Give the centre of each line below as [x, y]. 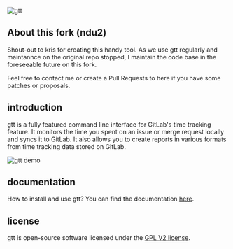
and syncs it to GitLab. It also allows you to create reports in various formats [117, 139]
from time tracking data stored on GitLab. [66, 146]
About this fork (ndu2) [57, 33]
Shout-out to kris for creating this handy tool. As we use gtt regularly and [113, 50]
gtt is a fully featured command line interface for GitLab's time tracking [109, 124]
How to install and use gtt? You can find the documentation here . [101, 199]
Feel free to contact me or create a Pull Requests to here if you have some [114, 78]
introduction [35, 107]
